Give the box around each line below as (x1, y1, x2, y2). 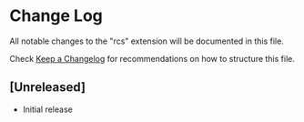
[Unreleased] (9, 79, 86, 96)
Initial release (22, 104, 73, 115)
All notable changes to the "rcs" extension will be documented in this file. (9, 36, 284, 46)
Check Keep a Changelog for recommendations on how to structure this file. (9, 53, 296, 64)
